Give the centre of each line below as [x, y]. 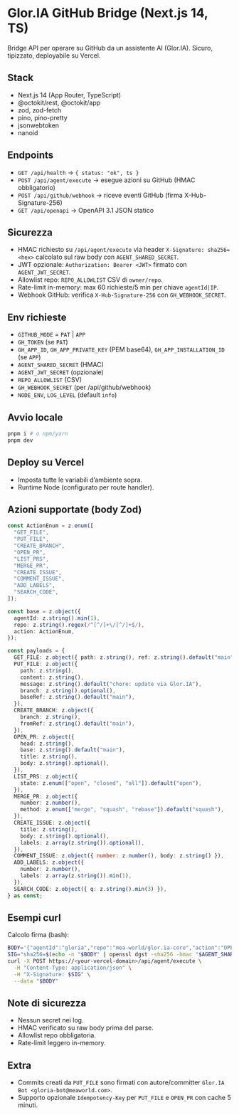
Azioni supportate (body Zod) [75, 509]
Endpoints [31, 155]
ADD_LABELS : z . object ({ [49, 862]
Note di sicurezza [47, 1003]
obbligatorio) [36, 187]
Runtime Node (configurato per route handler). [86, 487]
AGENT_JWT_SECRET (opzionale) [61, 372]
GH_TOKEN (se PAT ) [43, 342]
